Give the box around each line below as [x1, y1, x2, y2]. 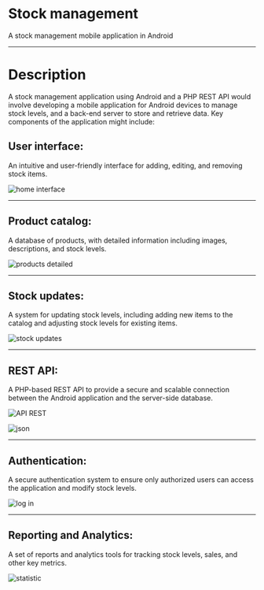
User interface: [8, 139, 84, 154]
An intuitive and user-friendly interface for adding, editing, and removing [8, 161, 243, 170]
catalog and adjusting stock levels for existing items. [8, 318, 178, 328]
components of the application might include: [8, 117, 156, 126]
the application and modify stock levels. [8, 483, 137, 492]
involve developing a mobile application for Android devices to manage [8, 100, 238, 109]
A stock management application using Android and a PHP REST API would [8, 91, 251, 101]
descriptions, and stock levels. [8, 243, 107, 253]
